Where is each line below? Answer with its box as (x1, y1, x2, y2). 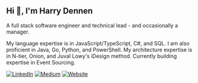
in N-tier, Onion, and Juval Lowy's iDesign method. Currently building (6, 52, 178, 60)
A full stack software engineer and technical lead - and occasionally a (6, 21, 178, 29)
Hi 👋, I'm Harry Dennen (6, 6, 93, 16)
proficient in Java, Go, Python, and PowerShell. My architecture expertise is (6, 46, 193, 53)
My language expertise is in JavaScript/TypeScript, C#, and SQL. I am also (6, 39, 190, 47)
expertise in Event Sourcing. (6, 59, 76, 66)
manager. (6, 28, 30, 35)
